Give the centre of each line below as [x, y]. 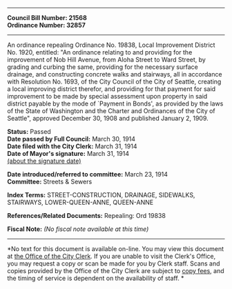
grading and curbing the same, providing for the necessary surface [103, 67]
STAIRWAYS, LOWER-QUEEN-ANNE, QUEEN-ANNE [80, 202]
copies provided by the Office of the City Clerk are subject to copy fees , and [116, 271]
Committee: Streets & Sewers [50, 181]
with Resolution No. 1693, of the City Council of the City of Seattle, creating [114, 81]
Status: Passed [29, 131]
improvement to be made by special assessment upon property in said [107, 96]
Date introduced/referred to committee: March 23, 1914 [87, 174]
